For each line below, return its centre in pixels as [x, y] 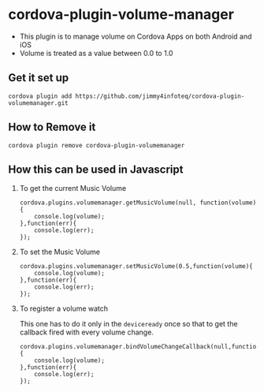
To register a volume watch [64, 308]
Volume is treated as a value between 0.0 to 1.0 [96, 53]
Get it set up [39, 78]
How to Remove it [52, 127]
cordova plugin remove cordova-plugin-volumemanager [97, 145]
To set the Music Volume [60, 252]
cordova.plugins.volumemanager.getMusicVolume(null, [108, 203]
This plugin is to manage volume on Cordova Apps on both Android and [136, 36]
